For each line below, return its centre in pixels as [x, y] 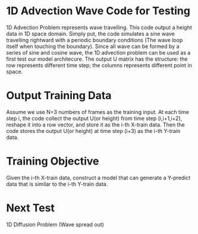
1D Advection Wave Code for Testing [98, 11]
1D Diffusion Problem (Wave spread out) [55, 224]
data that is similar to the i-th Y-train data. [57, 184]
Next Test [31, 208]
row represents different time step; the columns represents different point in [99, 65]
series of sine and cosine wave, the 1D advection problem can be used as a [98, 52]
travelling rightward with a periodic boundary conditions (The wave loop [95, 40]
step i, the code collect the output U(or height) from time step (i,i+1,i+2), [94, 118]
